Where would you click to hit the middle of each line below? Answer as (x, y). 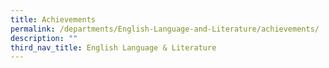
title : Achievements (53, 19)
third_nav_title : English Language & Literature (113, 47)
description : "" (44, 38)
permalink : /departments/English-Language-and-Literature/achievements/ (165, 29)
